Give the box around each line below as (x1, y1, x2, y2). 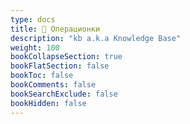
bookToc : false (10, 71, 74, 81)
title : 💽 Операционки (10, 24, 101, 34)
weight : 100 (10, 42, 60, 53)
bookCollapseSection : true (10, 52, 123, 62)
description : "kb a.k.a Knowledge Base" (10, 33, 182, 43)
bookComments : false (10, 80, 97, 90)
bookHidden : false (10, 98, 87, 108)
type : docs (10, 14, 56, 25)
